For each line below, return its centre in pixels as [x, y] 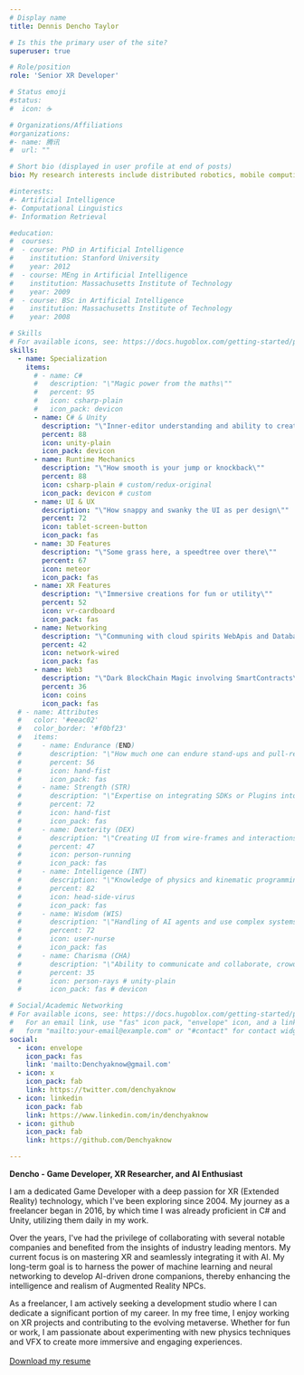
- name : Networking [70, 628]
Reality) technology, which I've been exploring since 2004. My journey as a [150, 1201]
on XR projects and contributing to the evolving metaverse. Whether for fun [150, 1323]
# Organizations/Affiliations [66, 125]
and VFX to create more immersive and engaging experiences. [126, 1342]
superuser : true [40, 51]
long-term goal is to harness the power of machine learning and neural [141, 1266]
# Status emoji [38, 92]
